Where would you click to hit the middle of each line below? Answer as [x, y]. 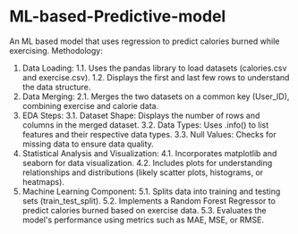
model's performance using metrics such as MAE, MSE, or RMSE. [143, 220]
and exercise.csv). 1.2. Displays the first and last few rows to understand [156, 77]
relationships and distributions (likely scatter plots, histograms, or [143, 172]
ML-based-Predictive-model [118, 17]
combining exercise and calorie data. [90, 105]
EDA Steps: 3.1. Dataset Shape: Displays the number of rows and [141, 115]
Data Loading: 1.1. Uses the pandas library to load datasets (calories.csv [154, 68]
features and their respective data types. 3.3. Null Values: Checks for [149, 134]
